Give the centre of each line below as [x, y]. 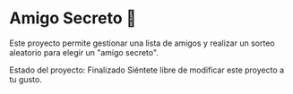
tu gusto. [26, 79]
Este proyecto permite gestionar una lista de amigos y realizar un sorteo [142, 43]
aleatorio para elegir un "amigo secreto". [84, 52]
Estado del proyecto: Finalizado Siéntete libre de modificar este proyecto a [147, 70]
